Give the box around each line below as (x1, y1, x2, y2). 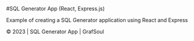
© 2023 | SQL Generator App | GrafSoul (6, 28, 104, 35)
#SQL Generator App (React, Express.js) (6, 5, 105, 12)
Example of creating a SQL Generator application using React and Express (6, 17, 189, 23)
